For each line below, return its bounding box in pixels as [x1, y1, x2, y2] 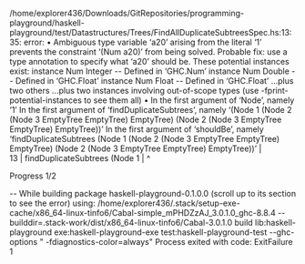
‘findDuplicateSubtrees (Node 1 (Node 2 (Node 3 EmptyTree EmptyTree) [9, 134, 280, 144]
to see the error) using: [9, 198, 96, 208]
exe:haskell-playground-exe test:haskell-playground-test [54, 227, 268, 238]
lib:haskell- [254, 218, 297, 228]
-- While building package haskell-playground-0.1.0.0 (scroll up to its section [9, 188, 297, 198]
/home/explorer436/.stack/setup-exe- [97, 198, 240, 208]
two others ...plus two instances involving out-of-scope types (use [9, 86, 259, 96]
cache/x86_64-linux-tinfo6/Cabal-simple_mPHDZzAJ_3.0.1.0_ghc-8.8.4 [9, 208, 276, 218]
